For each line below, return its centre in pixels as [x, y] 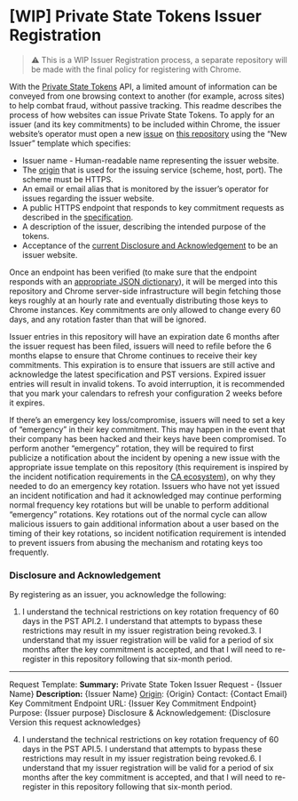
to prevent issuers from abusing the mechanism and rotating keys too [136, 542]
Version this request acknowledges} [75, 723]
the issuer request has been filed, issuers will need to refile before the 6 [141, 346]
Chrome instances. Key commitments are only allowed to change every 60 [145, 309]
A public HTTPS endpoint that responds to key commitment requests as [153, 207]
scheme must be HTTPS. [67, 179]
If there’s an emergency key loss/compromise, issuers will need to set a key [147, 420]
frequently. [29, 552]
